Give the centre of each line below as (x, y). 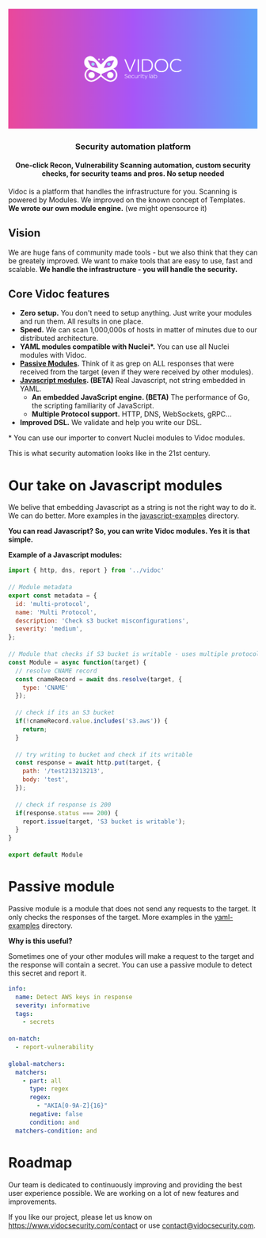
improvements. (32, 1202)
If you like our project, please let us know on (80, 1217)
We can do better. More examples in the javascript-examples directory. (124, 516)
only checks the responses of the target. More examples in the (110, 917)
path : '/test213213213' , (63, 771)
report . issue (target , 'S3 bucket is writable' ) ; (104, 822)
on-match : (25, 1039)
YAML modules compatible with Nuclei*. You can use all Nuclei (124, 347)
